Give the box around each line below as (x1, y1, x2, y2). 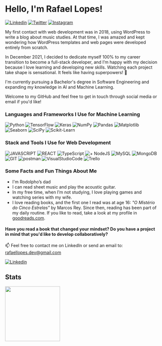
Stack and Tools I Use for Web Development (5, 139, 111, 146)
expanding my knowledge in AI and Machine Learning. (5, 84, 115, 90)
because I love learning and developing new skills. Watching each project (5, 64, 153, 70)
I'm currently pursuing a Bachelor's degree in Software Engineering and (5, 79, 150, 85)
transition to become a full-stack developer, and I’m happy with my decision (5, 59, 158, 65)
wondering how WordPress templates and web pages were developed (5, 39, 146, 45)
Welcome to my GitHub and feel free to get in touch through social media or (5, 94, 157, 99)
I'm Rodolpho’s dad (12, 179, 51, 185)
